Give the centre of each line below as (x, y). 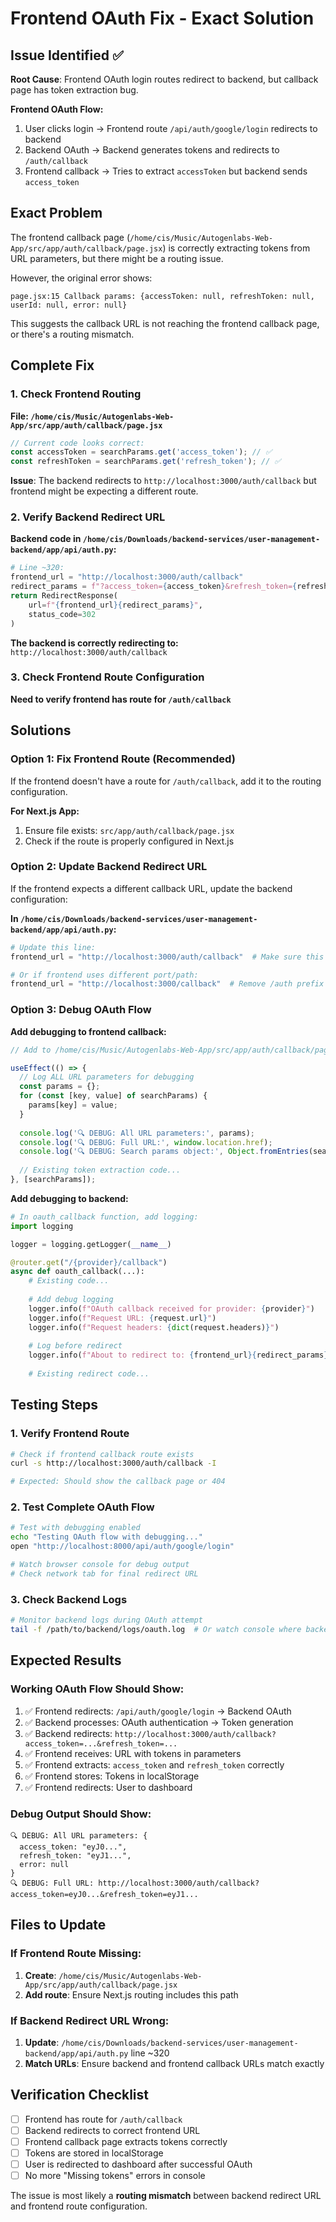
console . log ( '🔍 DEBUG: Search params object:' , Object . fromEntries (164, 1152)
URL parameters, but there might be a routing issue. (117, 258)
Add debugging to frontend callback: (88, 1031)
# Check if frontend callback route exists (102, 1454)
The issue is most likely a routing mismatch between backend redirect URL (166, 2196)
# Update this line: (53, 947)
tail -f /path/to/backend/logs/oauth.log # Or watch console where (156, 1630)
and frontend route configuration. (79, 2206)
